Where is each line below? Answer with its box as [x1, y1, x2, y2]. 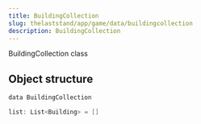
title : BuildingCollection [8, 11, 99, 20]
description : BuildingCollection [8, 27, 121, 35]
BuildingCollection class [8, 49, 89, 59]
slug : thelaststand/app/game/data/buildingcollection [8, 19, 194, 27]
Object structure [8, 72, 94, 85]
